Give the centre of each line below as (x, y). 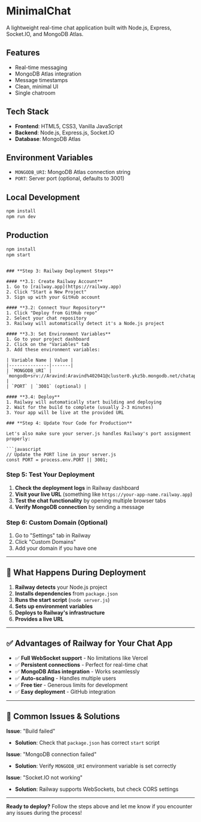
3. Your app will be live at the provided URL (65, 412)
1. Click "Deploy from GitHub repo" (52, 313)
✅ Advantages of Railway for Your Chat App (89, 644)
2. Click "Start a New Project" (46, 292)
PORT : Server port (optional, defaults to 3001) (69, 179)
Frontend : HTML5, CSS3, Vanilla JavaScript (68, 126)
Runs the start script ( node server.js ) (62, 600)
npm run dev (21, 217)
